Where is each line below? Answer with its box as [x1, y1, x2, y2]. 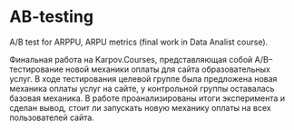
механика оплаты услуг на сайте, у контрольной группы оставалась [9, 83, 275, 94]
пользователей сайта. [9, 112, 95, 123]
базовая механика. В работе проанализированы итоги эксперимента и [9, 93, 286, 104]
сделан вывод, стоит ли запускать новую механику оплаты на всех [9, 102, 272, 113]
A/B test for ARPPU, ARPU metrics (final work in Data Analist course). [9, 36, 269, 47]
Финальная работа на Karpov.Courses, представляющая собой [9, 54, 253, 65]
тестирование [9, 64, 64, 75]
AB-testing [9, 6, 93, 27]
